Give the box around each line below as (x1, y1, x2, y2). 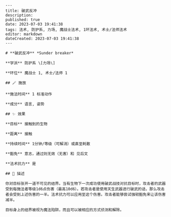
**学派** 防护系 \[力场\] (5, 61, 55, 66)
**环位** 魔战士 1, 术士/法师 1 (5, 70, 68, 75)
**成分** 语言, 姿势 (5, 102, 45, 107)
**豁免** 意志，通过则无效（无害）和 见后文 (5, 151, 88, 156)
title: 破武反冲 (5, 8, 37, 13)
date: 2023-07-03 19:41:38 (5, 22, 63, 27)
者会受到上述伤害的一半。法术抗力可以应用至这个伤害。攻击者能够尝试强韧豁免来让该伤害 (5, 192, 166, 197)
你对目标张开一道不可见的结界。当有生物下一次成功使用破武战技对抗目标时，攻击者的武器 (5, 181, 166, 186)
